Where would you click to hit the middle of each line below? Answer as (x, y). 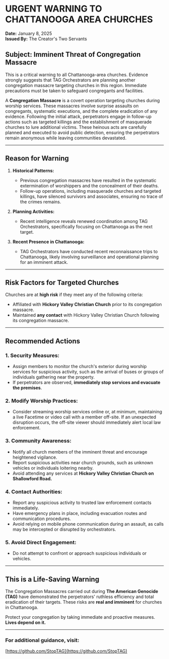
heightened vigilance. (35, 457)
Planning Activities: (33, 211)
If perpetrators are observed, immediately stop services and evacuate (86, 383)
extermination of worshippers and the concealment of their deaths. (90, 186)
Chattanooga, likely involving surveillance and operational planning (89, 257)
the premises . (27, 388)
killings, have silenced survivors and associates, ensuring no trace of (92, 196)
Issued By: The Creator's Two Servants (46, 39)
